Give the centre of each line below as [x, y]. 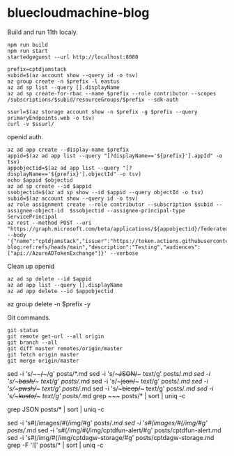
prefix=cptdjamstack [37, 69]
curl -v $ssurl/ [31, 124]
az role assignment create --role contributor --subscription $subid [110, 204]
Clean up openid [31, 266]
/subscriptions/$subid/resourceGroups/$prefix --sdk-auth [93, 100]
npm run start [28, 51]
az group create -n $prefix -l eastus [63, 81]
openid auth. [25, 136]
